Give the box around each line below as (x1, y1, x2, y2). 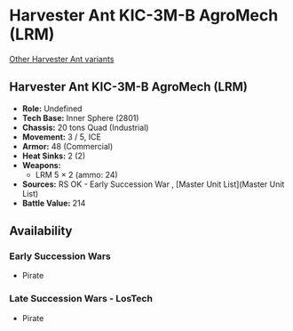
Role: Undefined (21, 103, 83, 114)
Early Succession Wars (9, 250, 111, 262)
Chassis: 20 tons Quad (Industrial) (21, 122, 149, 133)
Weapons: (21, 159, 61, 170)
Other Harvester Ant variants (9, 53, 115, 64)
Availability (9, 223, 73, 238)
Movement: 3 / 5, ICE (21, 131, 102, 142)
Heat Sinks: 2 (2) (21, 150, 86, 161)
